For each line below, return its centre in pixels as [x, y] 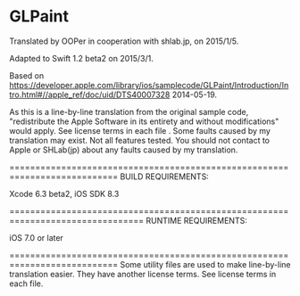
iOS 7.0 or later [37, 237]
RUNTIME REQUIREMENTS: [196, 220]
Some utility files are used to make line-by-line [205, 264]
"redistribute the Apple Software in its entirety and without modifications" [144, 121]
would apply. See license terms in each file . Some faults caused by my [140, 130]
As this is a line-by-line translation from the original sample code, [129, 111]
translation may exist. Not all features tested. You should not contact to [140, 140]
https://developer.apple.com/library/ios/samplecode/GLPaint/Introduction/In [149, 85]
